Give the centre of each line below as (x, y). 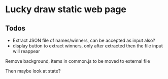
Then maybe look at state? (33, 71)
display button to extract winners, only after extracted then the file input (88, 46)
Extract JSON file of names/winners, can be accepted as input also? (84, 40)
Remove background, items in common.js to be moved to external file (78, 61)
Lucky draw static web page (66, 9)
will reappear (26, 51)
